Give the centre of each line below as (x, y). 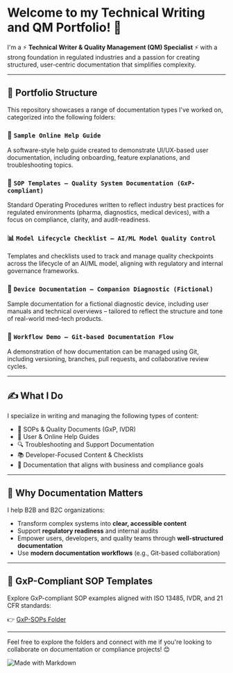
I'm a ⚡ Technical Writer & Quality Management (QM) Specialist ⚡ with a (112, 47)
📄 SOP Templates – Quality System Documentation (90, 183)
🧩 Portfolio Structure (52, 93)
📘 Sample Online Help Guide (54, 135)
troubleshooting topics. (40, 165)
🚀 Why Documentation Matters (75, 493)
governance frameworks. (43, 271)
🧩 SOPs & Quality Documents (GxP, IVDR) (77, 429)
